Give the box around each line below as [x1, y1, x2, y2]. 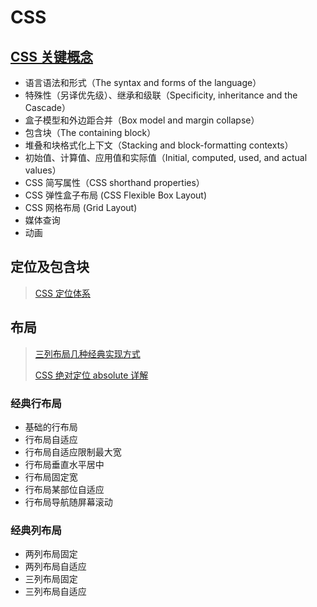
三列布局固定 [24, 573, 78, 585]
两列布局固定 [24, 548, 78, 560]
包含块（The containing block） [24, 127, 157, 138]
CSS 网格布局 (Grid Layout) [24, 202, 138, 213]
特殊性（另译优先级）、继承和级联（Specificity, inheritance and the [24, 89, 298, 101]
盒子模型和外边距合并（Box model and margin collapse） [24, 114, 260, 126]
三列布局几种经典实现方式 [34, 347, 141, 360]
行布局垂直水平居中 [24, 458, 105, 470]
